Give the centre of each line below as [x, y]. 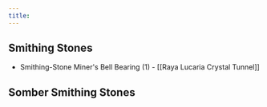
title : [19, 16]
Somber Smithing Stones [72, 92]
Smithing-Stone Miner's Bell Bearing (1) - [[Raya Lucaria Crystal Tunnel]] [140, 67]
